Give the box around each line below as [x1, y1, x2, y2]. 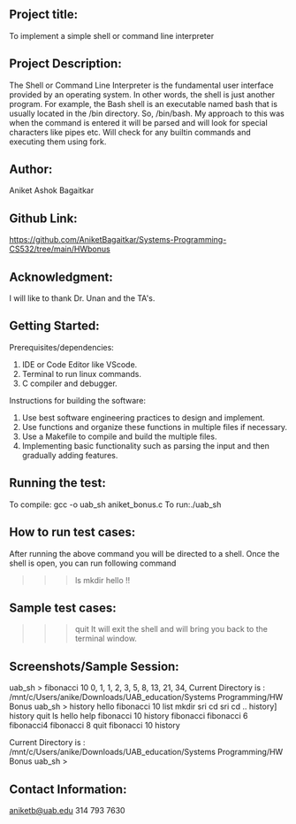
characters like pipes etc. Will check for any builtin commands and [9, 127, 252, 137]
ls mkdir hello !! [74, 574, 131, 585]
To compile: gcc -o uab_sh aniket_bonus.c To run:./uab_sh [9, 499, 222, 510]
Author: [9, 162, 53, 177]
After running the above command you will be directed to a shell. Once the [9, 548, 280, 558]
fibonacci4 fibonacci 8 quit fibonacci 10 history [9, 720, 181, 731]
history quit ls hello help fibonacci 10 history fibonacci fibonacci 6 [9, 711, 248, 721]
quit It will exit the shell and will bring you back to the [74, 624, 268, 635]
